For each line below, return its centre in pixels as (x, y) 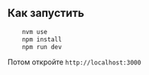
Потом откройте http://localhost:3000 (74, 62)
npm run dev (42, 47)
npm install (42, 40)
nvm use (35, 31)
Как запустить (46, 13)
